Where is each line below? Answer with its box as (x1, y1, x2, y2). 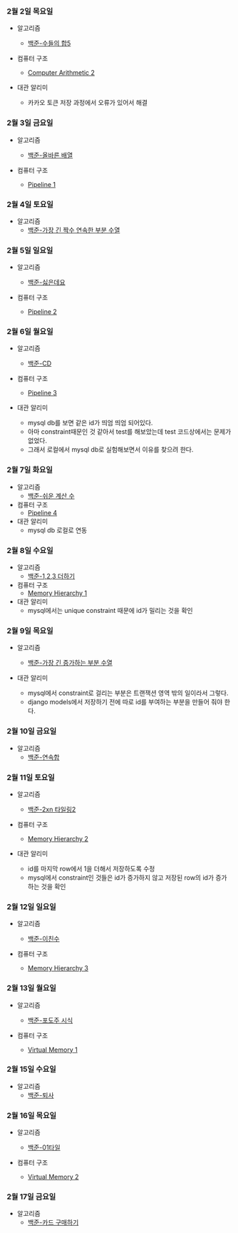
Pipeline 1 (27, 180, 56, 188)
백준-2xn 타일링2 (27, 805, 76, 813)
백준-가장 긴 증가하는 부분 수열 (27, 659, 113, 667)
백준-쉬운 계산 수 (27, 491, 76, 500)
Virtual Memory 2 (27, 1172, 79, 1182)
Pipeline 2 (27, 308, 58, 316)
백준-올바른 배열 (27, 151, 73, 159)
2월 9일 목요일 (6, 626, 53, 636)
